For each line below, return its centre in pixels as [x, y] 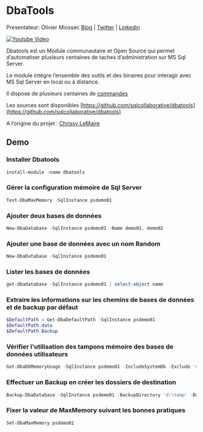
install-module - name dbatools [46, 172]
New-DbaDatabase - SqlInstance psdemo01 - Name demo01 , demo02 [85, 228]
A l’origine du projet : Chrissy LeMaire [53, 123]
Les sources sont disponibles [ [44, 105]
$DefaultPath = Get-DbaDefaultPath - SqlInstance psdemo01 [81, 320]
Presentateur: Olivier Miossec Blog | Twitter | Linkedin [73, 27]
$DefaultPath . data [29, 326]
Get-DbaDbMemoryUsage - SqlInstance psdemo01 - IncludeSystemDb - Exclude [98, 367]
